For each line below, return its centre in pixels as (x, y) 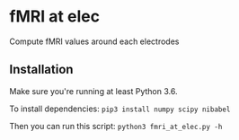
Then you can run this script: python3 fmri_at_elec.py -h (116, 126)
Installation (41, 70)
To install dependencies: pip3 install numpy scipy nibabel (120, 109)
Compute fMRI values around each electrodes (94, 41)
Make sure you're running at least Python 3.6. (93, 91)
